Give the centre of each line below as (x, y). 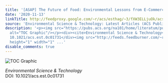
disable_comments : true (30, 47)
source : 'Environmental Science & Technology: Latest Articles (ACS (78, 24)
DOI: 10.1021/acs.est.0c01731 (34, 76)
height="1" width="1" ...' (38, 42)
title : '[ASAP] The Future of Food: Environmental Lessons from (73, 10)
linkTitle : (16, 19)
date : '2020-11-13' (25, 14)
